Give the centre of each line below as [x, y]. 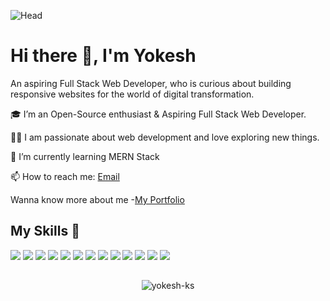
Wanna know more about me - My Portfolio [97, 199]
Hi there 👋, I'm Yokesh [103, 56]
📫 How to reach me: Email [65, 176]
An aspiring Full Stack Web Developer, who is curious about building [151, 83]
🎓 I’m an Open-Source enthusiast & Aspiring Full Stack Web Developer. [158, 114]
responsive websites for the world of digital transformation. [132, 94]
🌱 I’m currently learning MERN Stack [85, 156]
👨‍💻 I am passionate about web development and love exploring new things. [165, 137]
